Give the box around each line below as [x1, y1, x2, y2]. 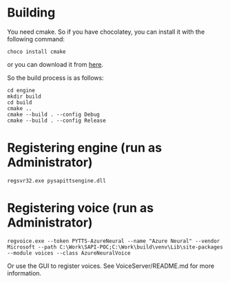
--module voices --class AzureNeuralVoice [7, 249, 131, 256]
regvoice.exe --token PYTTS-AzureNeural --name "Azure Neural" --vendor [7, 238, 220, 244]
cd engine [7, 87, 36, 94]
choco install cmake [7, 48, 67, 55]
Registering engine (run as [7, 140, 163, 156]
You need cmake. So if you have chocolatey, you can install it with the [7, 28, 205, 36]
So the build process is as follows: [7, 74, 105, 82]
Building [7, 5, 56, 21]
